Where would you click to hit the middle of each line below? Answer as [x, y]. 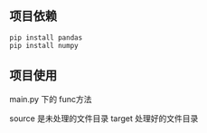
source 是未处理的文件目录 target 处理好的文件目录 [104, 118]
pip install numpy [44, 45]
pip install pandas [46, 38]
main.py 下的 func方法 [51, 99]
